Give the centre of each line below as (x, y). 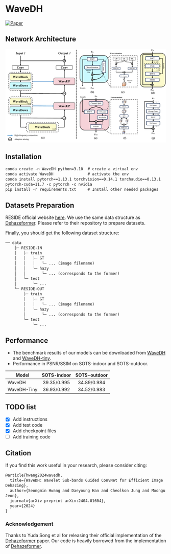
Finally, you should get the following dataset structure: (62, 233)
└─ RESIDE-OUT (29, 289)
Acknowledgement (29, 524)
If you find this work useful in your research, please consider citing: (76, 466)
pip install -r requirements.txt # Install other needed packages (82, 190)
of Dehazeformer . (24, 546)
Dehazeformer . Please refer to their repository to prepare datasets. (75, 223)
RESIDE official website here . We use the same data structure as (73, 217)
